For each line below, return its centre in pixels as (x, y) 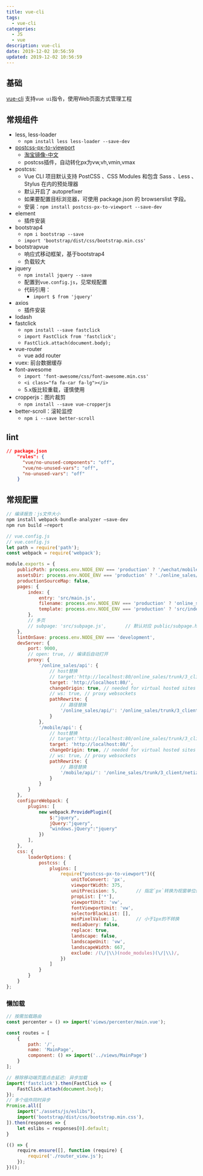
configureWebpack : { (43, 801)
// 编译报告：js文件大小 (33, 514)
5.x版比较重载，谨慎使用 (54, 390)
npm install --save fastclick (62, 330)
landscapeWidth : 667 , (98, 947)
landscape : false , (94, 936)
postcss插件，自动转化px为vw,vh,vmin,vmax (80, 162)
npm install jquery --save (58, 276)
